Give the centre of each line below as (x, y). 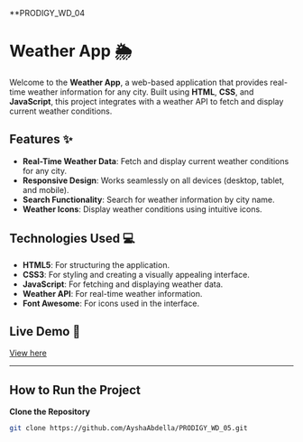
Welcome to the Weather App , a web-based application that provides (139, 82)
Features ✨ (41, 139)
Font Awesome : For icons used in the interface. (111, 303)
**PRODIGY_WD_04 (47, 13)
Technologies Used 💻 (72, 239)
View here (28, 353)
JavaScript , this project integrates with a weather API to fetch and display (147, 101)
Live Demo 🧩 (45, 331)
